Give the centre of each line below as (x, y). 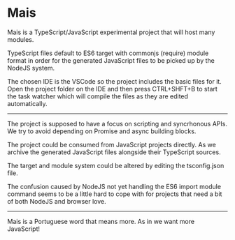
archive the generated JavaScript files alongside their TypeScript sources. (114, 152)
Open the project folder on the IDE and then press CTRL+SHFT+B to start (113, 89)
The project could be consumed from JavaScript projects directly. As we (112, 144)
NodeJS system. (31, 68)
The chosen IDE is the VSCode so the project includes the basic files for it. (114, 81)
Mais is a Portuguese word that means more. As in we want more (101, 221)
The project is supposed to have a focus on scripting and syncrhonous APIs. (117, 123)
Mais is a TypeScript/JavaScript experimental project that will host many (111, 32)
